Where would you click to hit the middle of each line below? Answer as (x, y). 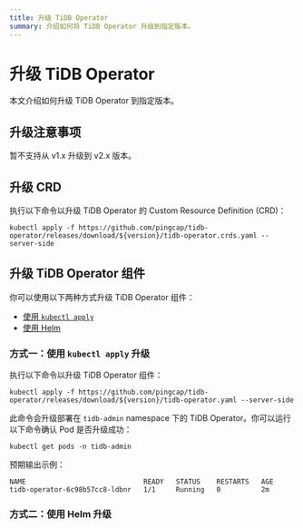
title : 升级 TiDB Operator (59, 18)
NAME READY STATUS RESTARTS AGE (142, 482)
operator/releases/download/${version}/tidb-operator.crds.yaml (133, 236)
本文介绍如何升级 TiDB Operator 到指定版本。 (94, 101)
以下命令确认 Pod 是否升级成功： (71, 430)
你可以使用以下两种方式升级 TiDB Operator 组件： (102, 297)
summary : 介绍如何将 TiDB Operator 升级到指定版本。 (102, 26)
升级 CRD (35, 187)
